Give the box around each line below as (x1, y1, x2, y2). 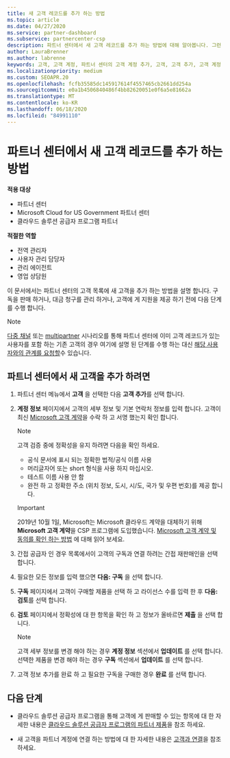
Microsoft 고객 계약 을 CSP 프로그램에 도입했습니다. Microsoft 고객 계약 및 (16, 527, 217, 535)
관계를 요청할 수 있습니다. (25, 348, 92, 357)
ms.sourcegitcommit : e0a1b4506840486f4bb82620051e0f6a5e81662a (7, 87, 192, 93)
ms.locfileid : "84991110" (7, 112, 81, 119)
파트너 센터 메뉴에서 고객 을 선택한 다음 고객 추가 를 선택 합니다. (16, 390, 185, 398)
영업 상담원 (16, 272, 47, 280)
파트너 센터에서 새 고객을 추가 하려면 (7, 370, 151, 382)
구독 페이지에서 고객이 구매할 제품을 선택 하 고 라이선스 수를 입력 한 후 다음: (16, 588, 218, 596)
